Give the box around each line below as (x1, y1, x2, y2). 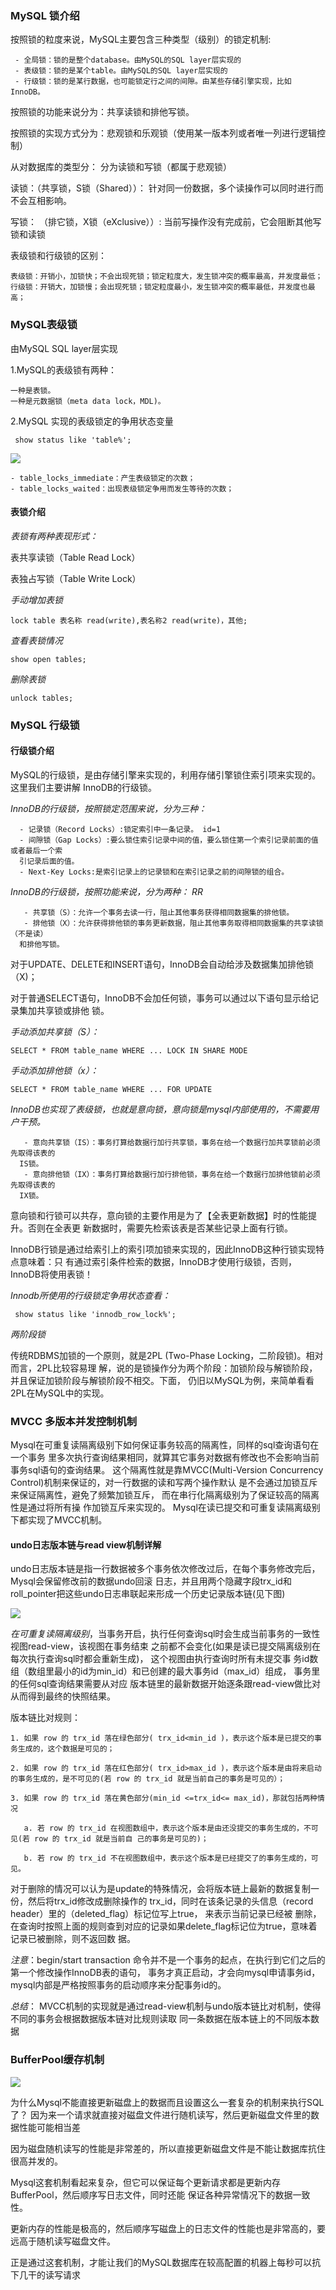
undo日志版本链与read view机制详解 (10, 1538, 162, 1551)
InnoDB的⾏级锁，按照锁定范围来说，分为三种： (10, 802, 207, 814)
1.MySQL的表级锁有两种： (10, 363, 117, 376)
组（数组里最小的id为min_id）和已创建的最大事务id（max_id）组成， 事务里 (10, 1665, 321, 1677)
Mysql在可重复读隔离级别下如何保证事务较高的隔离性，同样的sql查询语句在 (10, 1439, 320, 1451)
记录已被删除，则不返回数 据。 (10, 1933, 136, 1945)
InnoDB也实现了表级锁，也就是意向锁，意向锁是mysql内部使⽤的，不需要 (10, 1103, 311, 1115)
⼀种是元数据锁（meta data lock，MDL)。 (10, 396, 166, 406)
